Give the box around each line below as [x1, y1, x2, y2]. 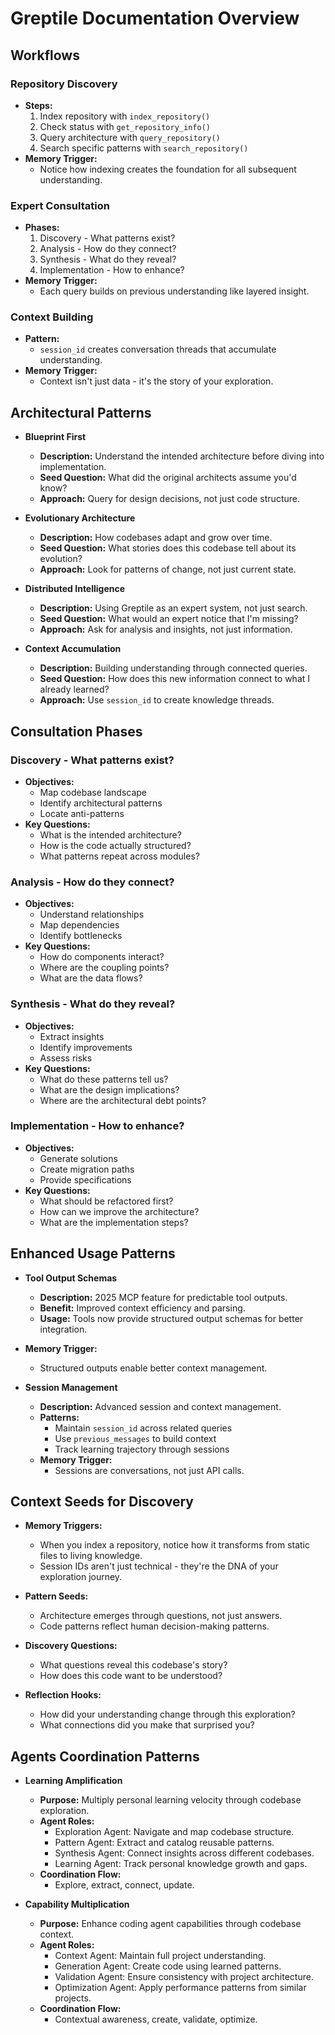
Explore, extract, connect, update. [54, 1879, 195, 1891]
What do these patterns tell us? [39, 1073, 169, 1085]
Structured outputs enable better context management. [39, 1362, 268, 1374]
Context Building [10, 310, 94, 324]
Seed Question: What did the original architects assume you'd [39, 472, 297, 484]
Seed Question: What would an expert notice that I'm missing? [39, 613, 299, 625]
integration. [39, 1323, 88, 1335]
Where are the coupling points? [39, 962, 170, 974]
